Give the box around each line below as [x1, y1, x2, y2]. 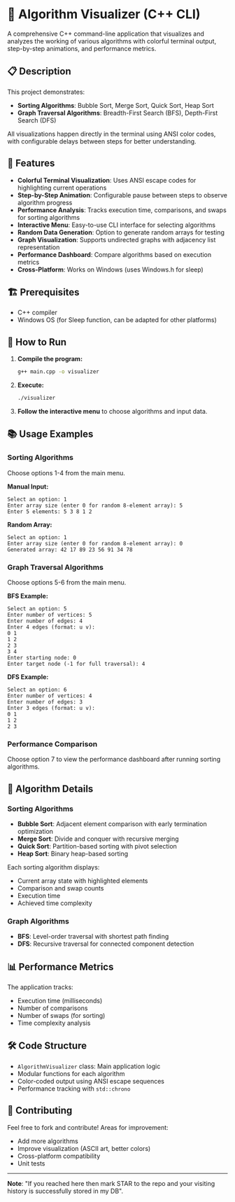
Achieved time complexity [17, 899, 92, 907]
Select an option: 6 [7, 686, 68, 693]
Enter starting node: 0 [7, 654, 77, 661]
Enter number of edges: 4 [7, 617, 83, 624]
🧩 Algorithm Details [7, 783, 94, 795]
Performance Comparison [7, 739, 98, 748]
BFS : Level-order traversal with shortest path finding [17, 932, 169, 941]
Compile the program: [17, 355, 83, 363]
